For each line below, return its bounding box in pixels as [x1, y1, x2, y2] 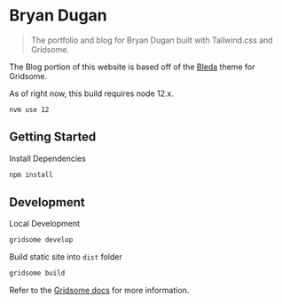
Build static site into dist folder [9, 252, 122, 262]
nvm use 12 [9, 105, 50, 114]
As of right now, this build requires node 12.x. [9, 88, 175, 99]
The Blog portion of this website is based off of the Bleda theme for [9, 61, 255, 72]
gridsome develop [9, 236, 74, 244]
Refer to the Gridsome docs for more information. [9, 285, 190, 296]
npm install [9, 170, 53, 179]
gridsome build [9, 268, 66, 278]
